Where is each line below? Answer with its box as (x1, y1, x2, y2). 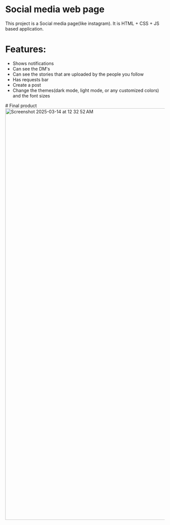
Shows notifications (12, 60, 54, 67)
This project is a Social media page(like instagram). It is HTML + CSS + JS (5, 20, 159, 26)
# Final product (5, 103, 37, 109)
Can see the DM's (12, 65, 51, 72)
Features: (5, 44, 47, 55)
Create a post (12, 82, 41, 88)
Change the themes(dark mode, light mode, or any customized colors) (12, 87, 159, 93)
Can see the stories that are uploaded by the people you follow (12, 71, 144, 77)
